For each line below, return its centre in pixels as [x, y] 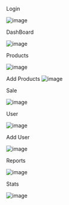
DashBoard [20, 32]
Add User [18, 137]
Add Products [23, 79]
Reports [16, 160]
